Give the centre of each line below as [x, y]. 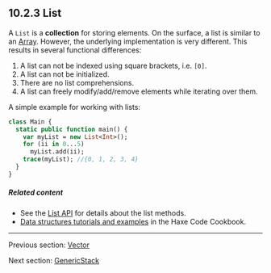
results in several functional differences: [75, 50]
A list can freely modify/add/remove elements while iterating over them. [139, 91]
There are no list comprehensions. [77, 82]
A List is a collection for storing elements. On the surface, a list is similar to [134, 32]
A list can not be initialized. [65, 74]
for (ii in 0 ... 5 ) [54, 145]
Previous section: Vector [49, 245]
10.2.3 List [35, 13]
